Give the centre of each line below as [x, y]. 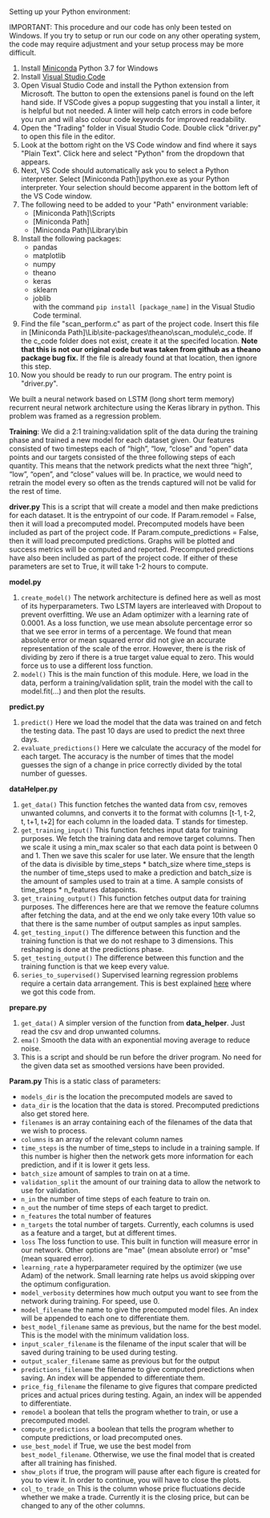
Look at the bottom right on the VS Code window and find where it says [139, 145]
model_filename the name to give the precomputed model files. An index [139, 1310]
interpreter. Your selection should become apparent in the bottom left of [139, 187]
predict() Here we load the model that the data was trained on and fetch [141, 722]
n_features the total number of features [86, 1216]
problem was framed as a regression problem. [85, 416]
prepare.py [28, 1007]
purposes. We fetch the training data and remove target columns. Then [138, 838]
